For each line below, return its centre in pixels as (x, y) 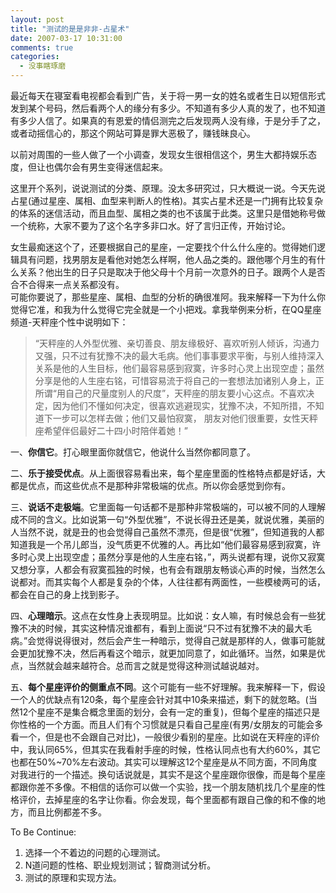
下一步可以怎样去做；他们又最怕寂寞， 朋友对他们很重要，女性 (172, 418)
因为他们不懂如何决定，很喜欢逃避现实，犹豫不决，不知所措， (179, 405)
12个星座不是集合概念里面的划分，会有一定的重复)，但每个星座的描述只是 (169, 712)
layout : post (37, 19)
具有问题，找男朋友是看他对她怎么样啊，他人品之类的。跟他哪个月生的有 (167, 259)
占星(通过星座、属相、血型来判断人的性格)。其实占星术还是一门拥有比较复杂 (167, 200)
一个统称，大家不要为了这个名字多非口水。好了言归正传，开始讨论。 (150, 225)
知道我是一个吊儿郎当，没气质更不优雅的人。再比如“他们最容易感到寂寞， (161, 544)
